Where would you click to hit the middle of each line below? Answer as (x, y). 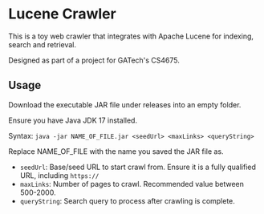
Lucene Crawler (62, 14)
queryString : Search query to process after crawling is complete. (127, 200)
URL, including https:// (59, 175)
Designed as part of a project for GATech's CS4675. (94, 60)
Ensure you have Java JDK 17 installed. (73, 120)
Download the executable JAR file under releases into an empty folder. (125, 104)
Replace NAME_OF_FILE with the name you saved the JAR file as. (116, 151)
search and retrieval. (42, 44)
